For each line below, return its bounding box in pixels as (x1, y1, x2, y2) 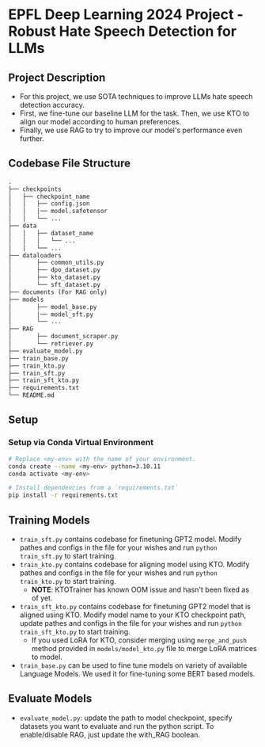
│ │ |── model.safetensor (8, 208, 108, 215)
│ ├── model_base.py (8, 303, 97, 311)
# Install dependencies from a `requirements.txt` (8, 484, 179, 492)
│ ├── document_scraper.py (8, 333, 119, 341)
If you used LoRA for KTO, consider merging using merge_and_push (31, 635, 248, 645)
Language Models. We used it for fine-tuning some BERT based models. (19, 669, 256, 678)
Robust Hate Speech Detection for (8, 22, 237, 40)
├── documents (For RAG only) (8, 288, 108, 296)
